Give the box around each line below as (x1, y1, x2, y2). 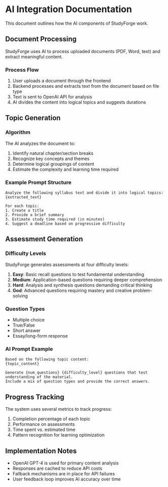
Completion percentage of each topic (12, 416, 91, 422)
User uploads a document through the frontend (12, 78, 111, 84)
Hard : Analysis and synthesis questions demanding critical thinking (12, 282, 152, 288)
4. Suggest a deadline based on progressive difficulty (5, 221, 125, 227)
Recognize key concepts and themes (12, 155, 90, 161)
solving (12, 293, 28, 299)
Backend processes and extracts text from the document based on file (12, 83, 159, 89)
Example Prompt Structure (5, 179, 72, 186)
